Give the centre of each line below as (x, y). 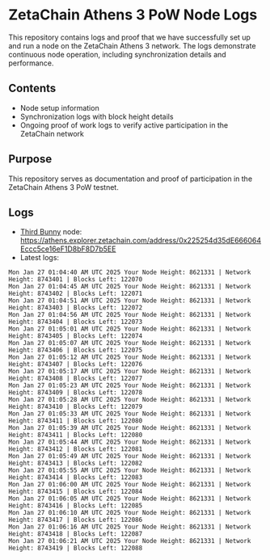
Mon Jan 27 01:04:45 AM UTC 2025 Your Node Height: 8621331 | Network (130, 287)
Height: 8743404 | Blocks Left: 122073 (76, 322)
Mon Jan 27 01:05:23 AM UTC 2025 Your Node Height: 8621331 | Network (130, 385)
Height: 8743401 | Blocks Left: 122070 (76, 280)
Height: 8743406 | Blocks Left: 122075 (76, 350)
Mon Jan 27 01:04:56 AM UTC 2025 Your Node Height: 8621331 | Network (130, 315)
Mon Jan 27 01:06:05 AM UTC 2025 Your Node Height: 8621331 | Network (130, 499)
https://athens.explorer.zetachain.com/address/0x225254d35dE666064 (140, 241)
